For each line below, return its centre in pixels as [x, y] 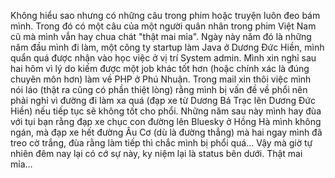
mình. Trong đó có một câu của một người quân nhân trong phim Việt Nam [163, 26]
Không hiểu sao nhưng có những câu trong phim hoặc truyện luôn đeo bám [165, 15]
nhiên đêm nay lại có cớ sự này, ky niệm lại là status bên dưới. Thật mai [156, 153]
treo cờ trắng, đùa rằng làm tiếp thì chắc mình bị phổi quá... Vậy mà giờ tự [161, 143]
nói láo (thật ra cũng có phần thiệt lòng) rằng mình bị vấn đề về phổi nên [159, 89]
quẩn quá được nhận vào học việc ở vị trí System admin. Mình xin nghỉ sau [163, 58]
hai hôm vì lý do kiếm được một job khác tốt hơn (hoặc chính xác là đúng [160, 68]
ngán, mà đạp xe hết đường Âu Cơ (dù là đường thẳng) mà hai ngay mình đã [166, 132]
